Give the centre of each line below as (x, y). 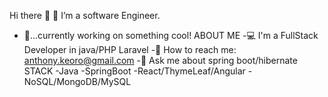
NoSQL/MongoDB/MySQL (77, 81)
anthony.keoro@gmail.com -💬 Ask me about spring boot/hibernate (160, 60)
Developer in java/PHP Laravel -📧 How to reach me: (130, 49)
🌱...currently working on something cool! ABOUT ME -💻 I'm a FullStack (171, 35)
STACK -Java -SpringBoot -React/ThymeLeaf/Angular (134, 71)
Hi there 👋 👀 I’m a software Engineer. (85, 15)
